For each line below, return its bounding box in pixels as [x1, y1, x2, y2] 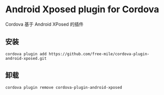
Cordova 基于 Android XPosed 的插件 [5, 21, 84, 27]
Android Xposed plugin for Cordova [5, 4, 159, 15]
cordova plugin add [5, 51, 47, 57]
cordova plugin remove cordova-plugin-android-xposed [5, 85, 123, 90]
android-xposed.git [5, 56, 47, 61]
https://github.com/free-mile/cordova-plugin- [49, 51, 150, 57]
